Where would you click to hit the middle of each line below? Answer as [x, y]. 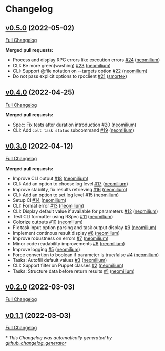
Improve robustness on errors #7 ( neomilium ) [60, 238]
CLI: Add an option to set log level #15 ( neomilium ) [66, 195]
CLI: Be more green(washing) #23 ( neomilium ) [62, 65]
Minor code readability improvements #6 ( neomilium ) [69, 243]
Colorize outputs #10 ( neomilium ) [48, 222]
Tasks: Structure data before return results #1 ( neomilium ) [74, 271]
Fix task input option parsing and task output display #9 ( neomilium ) [85, 227]
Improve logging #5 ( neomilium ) [46, 249]
